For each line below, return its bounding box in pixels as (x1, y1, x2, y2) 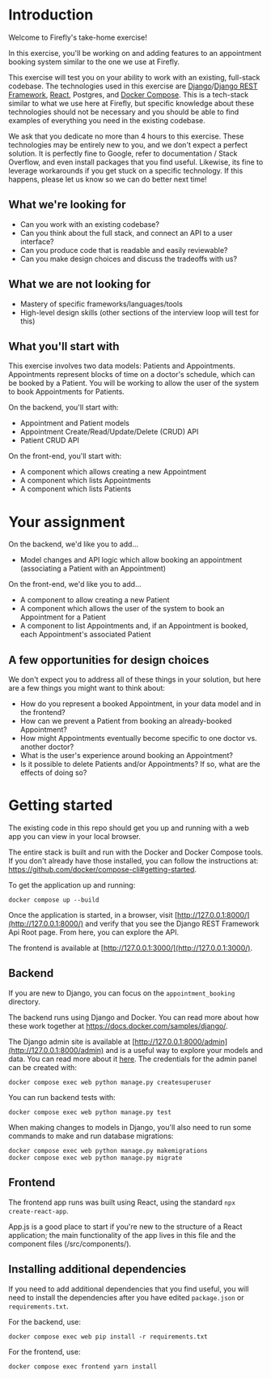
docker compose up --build (8, 896, 100, 905)
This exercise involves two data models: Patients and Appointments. (8, 361, 236, 370)
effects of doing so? (19, 768, 87, 777)
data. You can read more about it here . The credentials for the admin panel (8, 1054, 257, 1064)
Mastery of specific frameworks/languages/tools (19, 298, 184, 309)
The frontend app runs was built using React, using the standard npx (8, 1197, 236, 1207)
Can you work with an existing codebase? (19, 219, 160, 229)
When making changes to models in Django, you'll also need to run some (8, 1122, 252, 1132)
